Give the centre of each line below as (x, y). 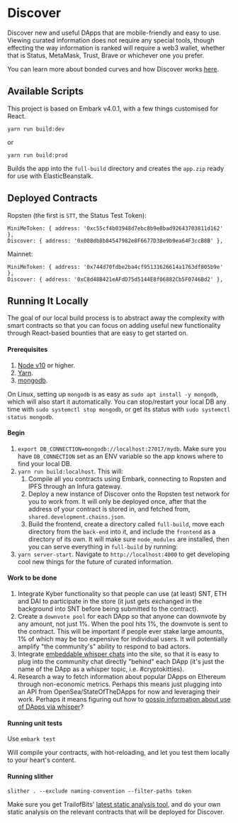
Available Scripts (45, 91)
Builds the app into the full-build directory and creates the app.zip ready (116, 168)
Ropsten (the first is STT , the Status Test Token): (77, 215)
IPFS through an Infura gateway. (75, 486)
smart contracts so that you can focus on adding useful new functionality (114, 326)
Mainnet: (20, 254)
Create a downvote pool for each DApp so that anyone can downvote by (122, 616)
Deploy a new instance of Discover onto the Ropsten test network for (129, 494)
